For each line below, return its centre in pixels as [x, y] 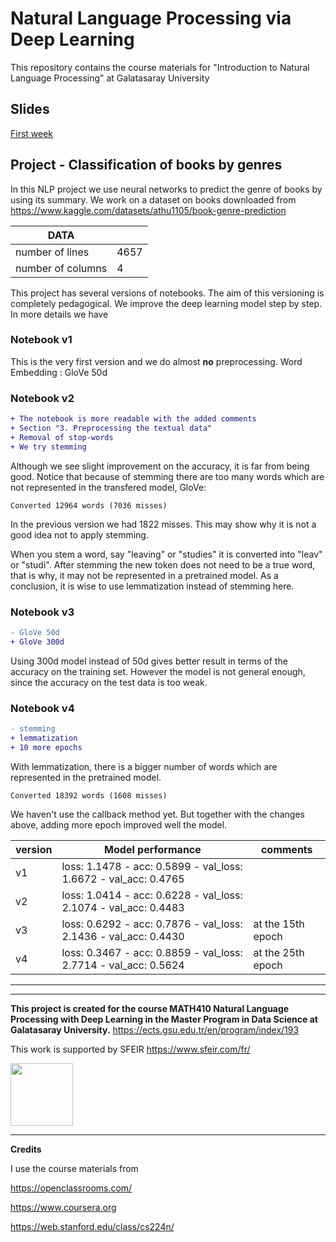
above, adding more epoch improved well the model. [119, 824]
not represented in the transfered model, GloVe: [108, 487]
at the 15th [279, 924]
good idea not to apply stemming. [79, 534]
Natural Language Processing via [151, 18]
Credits [26, 1149]
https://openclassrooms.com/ [71, 1188]
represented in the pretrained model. [86, 777]
